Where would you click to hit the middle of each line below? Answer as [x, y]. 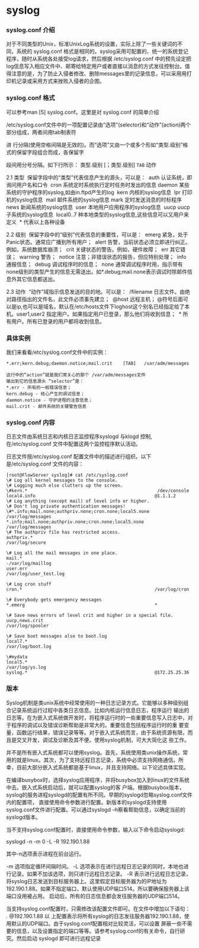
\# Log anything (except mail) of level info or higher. [78, 501]
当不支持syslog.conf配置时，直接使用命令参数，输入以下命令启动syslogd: [96, 829]
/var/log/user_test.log [36, 574]
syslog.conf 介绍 [31, 30]
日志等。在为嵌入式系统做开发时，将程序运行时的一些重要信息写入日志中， [97, 717]
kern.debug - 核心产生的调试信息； [45, 394]
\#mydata [17, 657]
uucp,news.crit [25, 621]
